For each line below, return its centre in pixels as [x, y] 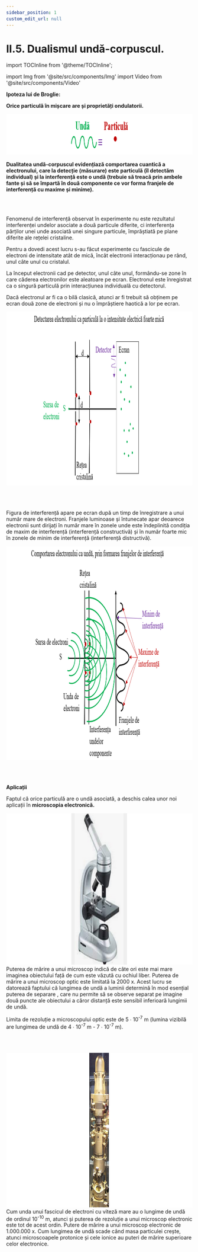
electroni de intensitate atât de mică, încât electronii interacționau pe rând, [97, 255]
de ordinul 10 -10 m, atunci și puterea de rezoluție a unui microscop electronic [99, 1218]
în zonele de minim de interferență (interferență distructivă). [79, 538]
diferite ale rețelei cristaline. [40, 238]
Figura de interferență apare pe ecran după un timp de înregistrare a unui [95, 513]
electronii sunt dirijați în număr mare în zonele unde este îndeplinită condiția [98, 526]
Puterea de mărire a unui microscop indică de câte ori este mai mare [89, 969]
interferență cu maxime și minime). [50, 190]
